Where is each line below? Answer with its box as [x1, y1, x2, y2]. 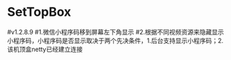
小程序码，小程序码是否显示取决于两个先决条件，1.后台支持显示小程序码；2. [7, 36, 224, 45]
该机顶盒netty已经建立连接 [7, 45, 83, 53]
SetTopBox [7, 4, 71, 20]
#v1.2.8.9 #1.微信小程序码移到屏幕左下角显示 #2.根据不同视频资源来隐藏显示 [7, 28, 224, 36]
